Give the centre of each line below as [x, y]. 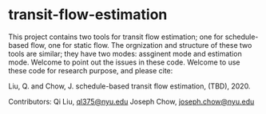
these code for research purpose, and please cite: [91, 70]
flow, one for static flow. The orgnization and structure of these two [141, 45]
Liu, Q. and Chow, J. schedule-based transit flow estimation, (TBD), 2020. [129, 86]
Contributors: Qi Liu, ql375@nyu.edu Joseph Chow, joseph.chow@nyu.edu [131, 101]
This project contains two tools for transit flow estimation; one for [116, 37]
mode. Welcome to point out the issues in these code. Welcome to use [124, 62]
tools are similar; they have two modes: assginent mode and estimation [125, 53]
